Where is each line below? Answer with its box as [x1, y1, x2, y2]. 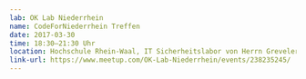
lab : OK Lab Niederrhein [9, 13, 104, 23]
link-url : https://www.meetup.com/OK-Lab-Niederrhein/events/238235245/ [9, 55, 291, 64]
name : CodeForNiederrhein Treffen [9, 22, 141, 31]
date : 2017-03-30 [9, 30, 76, 39]
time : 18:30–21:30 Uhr [9, 38, 96, 48]
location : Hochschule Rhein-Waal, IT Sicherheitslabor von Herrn [9, 47, 262, 56]
